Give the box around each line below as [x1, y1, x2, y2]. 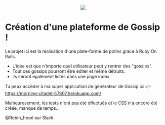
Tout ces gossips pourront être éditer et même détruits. [12, 68, 125, 74]
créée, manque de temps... [5, 105, 60, 111]
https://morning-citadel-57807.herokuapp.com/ [5, 90, 102, 96]
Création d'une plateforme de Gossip [5, 22, 161, 33]
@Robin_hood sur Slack [5, 115, 54, 121]
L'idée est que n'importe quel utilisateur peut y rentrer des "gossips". [12, 63, 153, 69]
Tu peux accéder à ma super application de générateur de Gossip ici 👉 [5, 83, 151, 89]
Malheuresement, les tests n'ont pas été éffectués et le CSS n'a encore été [5, 100, 158, 106]
